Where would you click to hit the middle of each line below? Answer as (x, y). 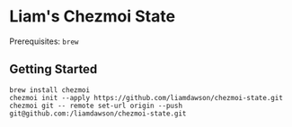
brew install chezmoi (50, 90)
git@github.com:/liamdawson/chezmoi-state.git (98, 114)
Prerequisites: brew (44, 41)
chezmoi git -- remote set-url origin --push (96, 106)
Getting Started (53, 69)
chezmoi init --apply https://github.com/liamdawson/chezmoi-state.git (146, 97)
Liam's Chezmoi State (93, 17)
